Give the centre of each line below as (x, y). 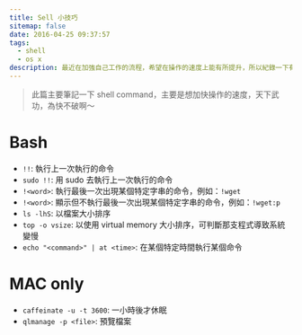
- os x (30, 59)
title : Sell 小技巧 (44, 18)
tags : (19, 43)
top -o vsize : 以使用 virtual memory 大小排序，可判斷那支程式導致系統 (154, 225)
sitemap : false (38, 26)
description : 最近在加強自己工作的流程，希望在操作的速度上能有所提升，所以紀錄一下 (149, 68)
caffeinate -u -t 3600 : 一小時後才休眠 (95, 310)
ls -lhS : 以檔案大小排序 (66, 213)
